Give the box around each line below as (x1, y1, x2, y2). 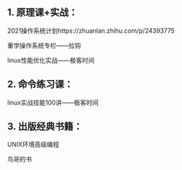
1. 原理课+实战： (7, 6, 78, 19)
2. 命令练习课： (7, 79, 73, 91)
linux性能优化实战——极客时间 (7, 56, 94, 64)
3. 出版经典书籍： (7, 121, 83, 132)
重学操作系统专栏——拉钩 (7, 41, 81, 49)
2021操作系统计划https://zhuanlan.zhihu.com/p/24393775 (7, 26, 175, 35)
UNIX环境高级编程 (7, 140, 59, 148)
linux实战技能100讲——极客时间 (7, 98, 99, 107)
